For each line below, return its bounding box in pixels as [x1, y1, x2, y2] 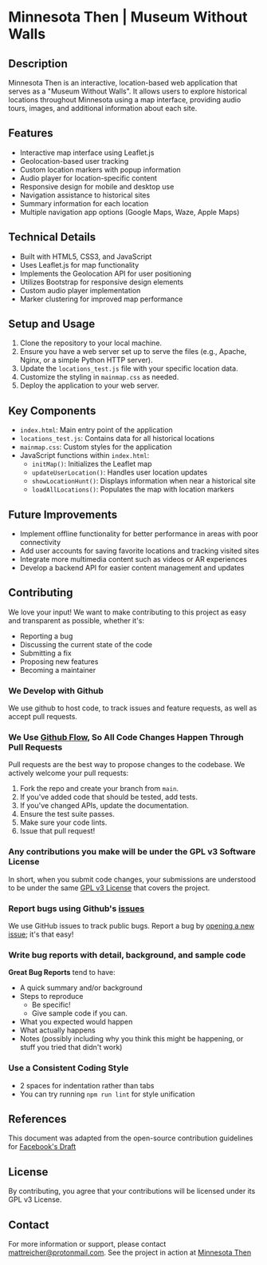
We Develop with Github [8, 685, 104, 696]
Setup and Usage [8, 317, 96, 331]
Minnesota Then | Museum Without [8, 8, 248, 26]
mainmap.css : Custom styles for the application [19, 442, 173, 452]
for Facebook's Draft [8, 1142, 77, 1152]
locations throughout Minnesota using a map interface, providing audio [8, 95, 241, 104]
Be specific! [31, 1000, 71, 1010]
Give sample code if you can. [31, 1008, 128, 1018]
